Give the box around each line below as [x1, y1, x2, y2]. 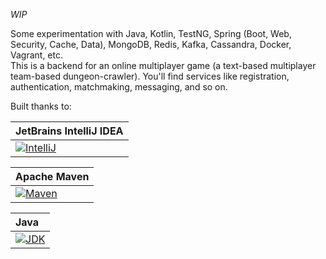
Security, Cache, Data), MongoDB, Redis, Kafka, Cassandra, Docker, [10, 39, 292, 50]
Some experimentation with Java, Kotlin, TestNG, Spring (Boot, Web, [10, 28, 292, 39]
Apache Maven [15, 170, 90, 183]
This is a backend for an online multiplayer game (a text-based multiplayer [10, 60, 317, 71]
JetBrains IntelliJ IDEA [15, 124, 124, 138]
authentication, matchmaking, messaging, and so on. [10, 81, 228, 93]
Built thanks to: [10, 100, 72, 112]
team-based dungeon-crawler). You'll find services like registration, [10, 70, 290, 82]
